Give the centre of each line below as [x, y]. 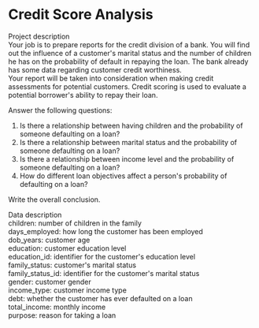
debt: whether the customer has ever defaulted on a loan [100, 298]
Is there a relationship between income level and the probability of [127, 158]
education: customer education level [67, 248]
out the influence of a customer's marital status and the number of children [130, 53]
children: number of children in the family [75, 223]
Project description [39, 36]
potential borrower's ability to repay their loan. [83, 95]
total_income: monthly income [57, 307]
